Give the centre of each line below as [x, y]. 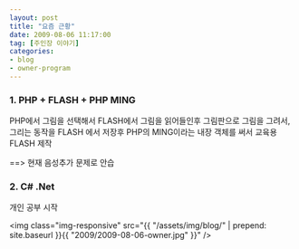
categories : [32, 52]
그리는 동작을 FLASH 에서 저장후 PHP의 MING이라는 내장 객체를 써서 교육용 [144, 132]
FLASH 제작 [31, 144]
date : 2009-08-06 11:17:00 [60, 34]
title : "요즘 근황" [42, 26]
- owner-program [40, 69]
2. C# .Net [32, 187]
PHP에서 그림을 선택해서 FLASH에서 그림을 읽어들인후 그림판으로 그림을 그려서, [150, 121]
